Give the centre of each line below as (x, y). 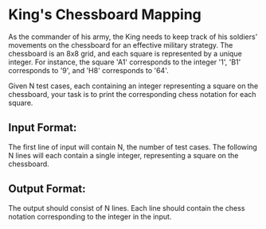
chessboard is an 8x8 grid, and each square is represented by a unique (125, 53)
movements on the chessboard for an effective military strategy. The (121, 45)
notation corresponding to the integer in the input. (90, 216)
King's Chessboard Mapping (105, 15)
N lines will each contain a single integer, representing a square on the (123, 155)
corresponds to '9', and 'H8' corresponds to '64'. (88, 70)
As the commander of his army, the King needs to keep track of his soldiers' (133, 37)
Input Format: (43, 128)
